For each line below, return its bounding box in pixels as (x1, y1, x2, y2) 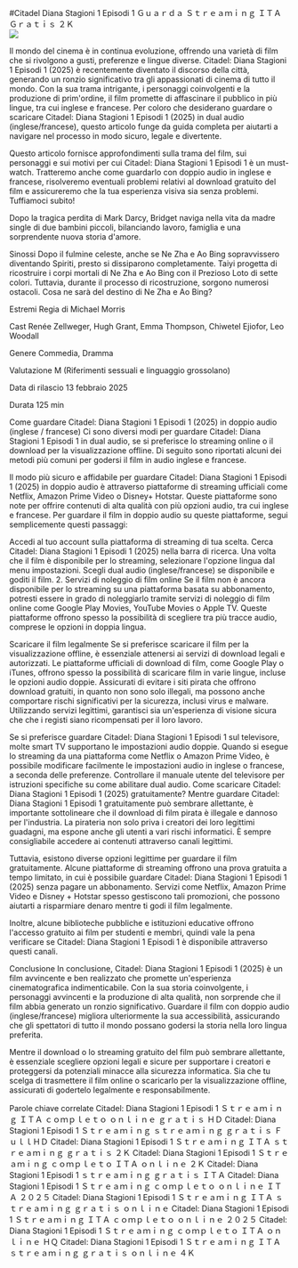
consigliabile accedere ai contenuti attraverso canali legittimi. (9, 836, 234, 846)
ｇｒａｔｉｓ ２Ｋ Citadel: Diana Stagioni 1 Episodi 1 (65, 1148, 256, 1158)
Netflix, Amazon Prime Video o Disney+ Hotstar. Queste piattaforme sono (9, 491, 278, 501)
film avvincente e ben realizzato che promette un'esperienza (9, 973, 231, 983)
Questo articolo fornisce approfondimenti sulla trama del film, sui (9, 148, 247, 158)
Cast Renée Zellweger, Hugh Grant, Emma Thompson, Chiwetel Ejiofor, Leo (9, 321, 285, 331)
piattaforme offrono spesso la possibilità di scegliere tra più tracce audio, (9, 613, 278, 622)
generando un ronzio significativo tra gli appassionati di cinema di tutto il (9, 74, 276, 85)
